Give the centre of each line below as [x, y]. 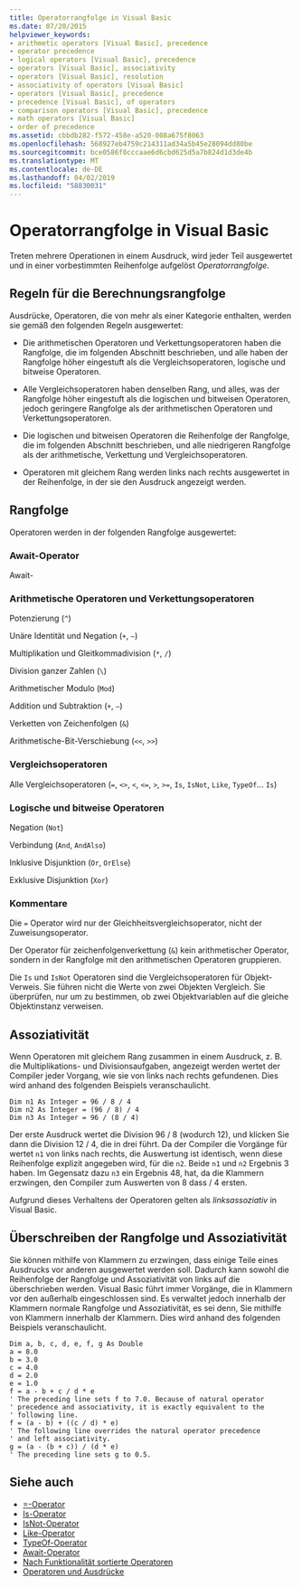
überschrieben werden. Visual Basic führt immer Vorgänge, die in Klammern [151, 1288]
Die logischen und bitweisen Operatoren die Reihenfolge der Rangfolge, [156, 435]
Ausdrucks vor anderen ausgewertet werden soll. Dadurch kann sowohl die [149, 1269]
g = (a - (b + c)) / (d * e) [64, 1447]
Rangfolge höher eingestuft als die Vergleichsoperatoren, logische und [154, 362]
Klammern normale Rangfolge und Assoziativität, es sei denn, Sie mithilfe [146, 1307]
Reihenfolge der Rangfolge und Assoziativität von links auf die [125, 1279]
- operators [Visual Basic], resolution [87, 77]
